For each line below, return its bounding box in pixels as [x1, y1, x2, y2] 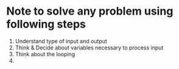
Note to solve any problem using [6, 4, 174, 18]
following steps [6, 17, 86, 31]
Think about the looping [15, 50, 75, 57]
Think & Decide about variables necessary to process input [15, 44, 164, 51]
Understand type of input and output [15, 37, 108, 45]
